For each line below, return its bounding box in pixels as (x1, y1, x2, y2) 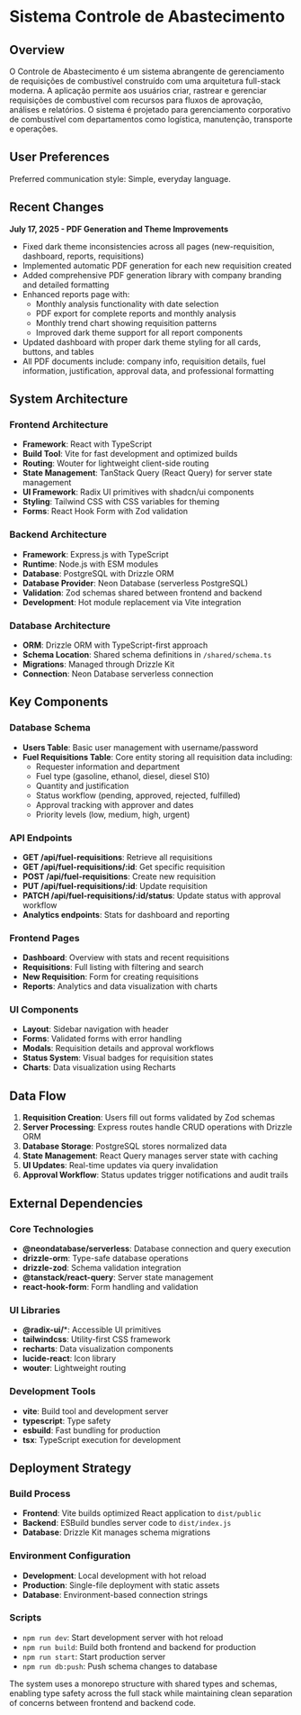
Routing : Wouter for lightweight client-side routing (22, 458, 209, 469)
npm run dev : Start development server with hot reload (22, 1632, 224, 1643)
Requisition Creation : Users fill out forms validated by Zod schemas (22, 1112, 276, 1123)
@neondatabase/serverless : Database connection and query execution (22, 1243, 292, 1254)
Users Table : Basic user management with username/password (22, 741, 259, 753)
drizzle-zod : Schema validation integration (22, 1262, 181, 1273)
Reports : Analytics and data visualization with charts (22, 981, 218, 992)
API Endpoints (9, 831, 73, 844)
